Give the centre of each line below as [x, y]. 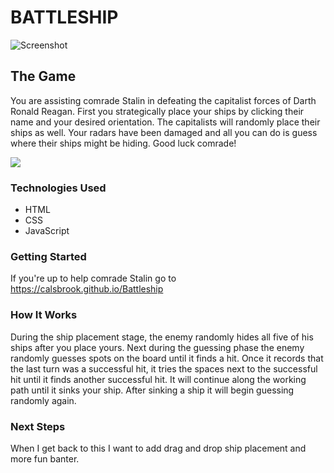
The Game [43, 76]
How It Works [44, 315]
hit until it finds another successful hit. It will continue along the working [158, 379]
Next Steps [38, 426]
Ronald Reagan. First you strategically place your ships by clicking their [157, 111]
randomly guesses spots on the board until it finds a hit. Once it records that [167, 358]
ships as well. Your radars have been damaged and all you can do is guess [164, 132]
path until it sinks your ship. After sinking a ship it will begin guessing [152, 390]
